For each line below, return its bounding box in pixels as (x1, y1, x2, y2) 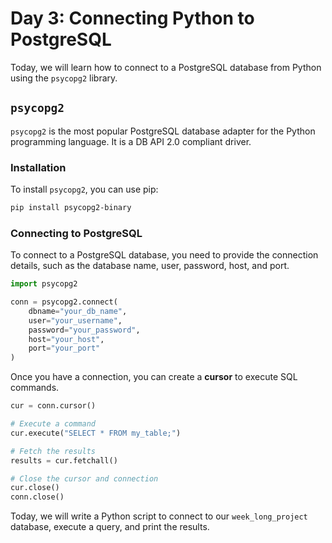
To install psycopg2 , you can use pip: (10, 183, 159, 196)
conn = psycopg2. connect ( (10, 297, 118, 307)
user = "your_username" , (28, 315, 123, 326)
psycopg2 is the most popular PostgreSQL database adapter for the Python (10, 125, 316, 137)
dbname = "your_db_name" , (28, 306, 128, 316)
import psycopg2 (10, 279, 78, 289)
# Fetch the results (10, 446, 97, 456)
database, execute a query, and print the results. (10, 521, 210, 533)
